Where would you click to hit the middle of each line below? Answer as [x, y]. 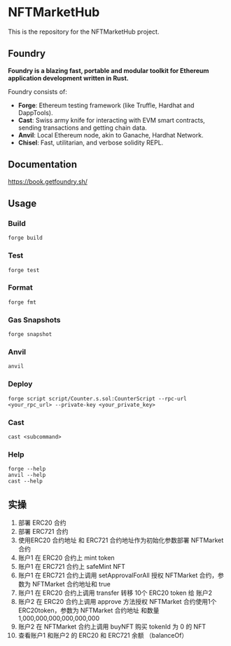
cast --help [25, 481]
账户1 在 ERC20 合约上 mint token [66, 558]
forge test [24, 270]
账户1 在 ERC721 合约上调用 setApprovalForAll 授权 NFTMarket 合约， [118, 575]
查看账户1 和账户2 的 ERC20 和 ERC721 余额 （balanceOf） [103, 635]
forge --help [27, 469]
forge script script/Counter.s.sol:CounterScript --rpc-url [98, 398]
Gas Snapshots [34, 320]
